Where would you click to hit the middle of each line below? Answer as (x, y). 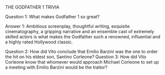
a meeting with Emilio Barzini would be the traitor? (56, 67)
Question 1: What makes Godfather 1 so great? (52, 17)
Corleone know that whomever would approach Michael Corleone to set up (82, 62)
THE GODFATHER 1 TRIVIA (32, 7)
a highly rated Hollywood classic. (39, 42)
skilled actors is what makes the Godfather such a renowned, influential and (83, 37)
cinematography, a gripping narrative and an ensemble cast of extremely (80, 31)
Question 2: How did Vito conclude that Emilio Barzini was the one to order (82, 52)
